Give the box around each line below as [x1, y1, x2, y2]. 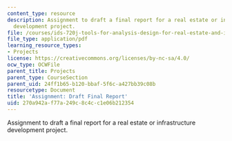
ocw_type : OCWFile [7, 61, 60, 68]
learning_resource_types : [7, 42, 81, 49]
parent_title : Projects [7, 67, 76, 74]
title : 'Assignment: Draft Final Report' [7, 94, 128, 100]
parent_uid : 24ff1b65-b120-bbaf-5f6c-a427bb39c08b [7, 80, 156, 87]
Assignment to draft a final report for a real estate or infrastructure [7, 118, 196, 127]
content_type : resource [7, 10, 76, 17]
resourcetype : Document [7, 87, 76, 94]
